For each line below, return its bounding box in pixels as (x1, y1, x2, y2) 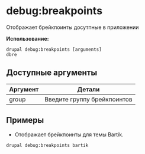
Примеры (6, 115, 44, 125)
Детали (77, 85, 100, 93)
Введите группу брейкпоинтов (44, 95, 133, 103)
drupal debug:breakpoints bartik (6, 142, 89, 148)
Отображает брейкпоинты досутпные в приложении (6, 24, 139, 31)
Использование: (6, 35, 49, 42)
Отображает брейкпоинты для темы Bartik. (14, 131, 124, 138)
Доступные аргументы (6, 68, 98, 78)
